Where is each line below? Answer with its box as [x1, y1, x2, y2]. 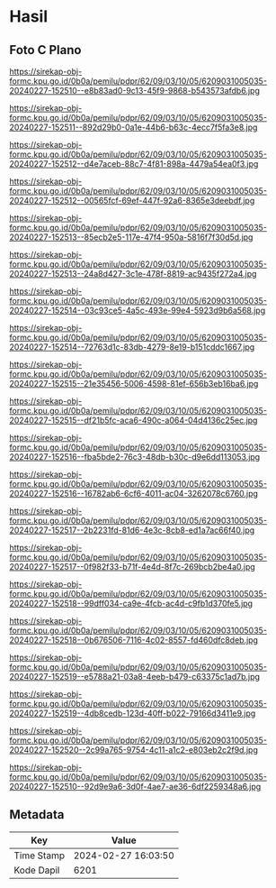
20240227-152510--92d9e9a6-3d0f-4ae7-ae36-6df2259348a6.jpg [9, 782, 262, 792]
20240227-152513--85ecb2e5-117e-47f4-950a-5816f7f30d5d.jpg [9, 232, 254, 243]
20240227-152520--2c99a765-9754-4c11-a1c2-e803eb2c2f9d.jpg [9, 745, 259, 755]
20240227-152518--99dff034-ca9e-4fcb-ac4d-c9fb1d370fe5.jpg [9, 598, 254, 609]
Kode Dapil [13, 864, 60, 876]
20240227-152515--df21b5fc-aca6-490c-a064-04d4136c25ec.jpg [9, 415, 258, 426]
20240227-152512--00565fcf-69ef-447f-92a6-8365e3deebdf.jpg [9, 196, 255, 206]
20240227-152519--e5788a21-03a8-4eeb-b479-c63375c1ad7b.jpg [9, 672, 261, 682]
